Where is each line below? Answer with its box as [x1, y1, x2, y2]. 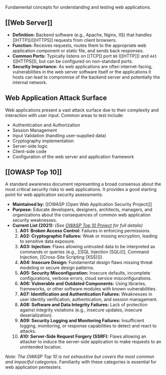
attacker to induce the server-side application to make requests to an [19, 339, 162, 345]
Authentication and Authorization [12, 122, 81, 128]
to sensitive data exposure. [19, 238, 76, 244]
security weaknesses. [12, 217, 57, 223]
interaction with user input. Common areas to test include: [5, 112, 124, 118]
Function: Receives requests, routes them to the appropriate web [12, 42, 147, 48]
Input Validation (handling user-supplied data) [12, 132, 106, 138]
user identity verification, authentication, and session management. [19, 296, 158, 302]
